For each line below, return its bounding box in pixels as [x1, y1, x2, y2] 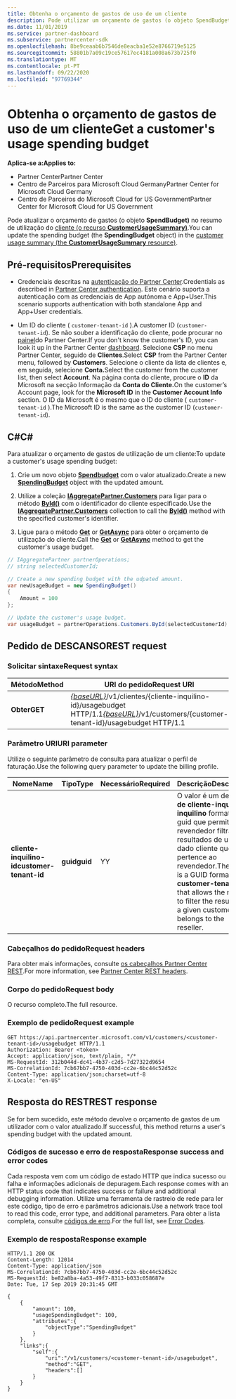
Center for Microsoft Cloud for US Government [17, 202, 153, 211]
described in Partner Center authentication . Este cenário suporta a [17, 285, 210, 294]
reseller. [176, 922, 204, 932]
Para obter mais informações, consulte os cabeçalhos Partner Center [7, 960, 208, 968]
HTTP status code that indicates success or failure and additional [7, 1187, 197, 1195]
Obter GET [11, 704, 45, 714]
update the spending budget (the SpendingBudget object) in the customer [7, 231, 223, 240]
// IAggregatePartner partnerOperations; [7, 556, 131, 563]
